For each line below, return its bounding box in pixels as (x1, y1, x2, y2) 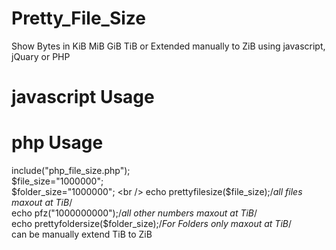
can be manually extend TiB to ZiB (11, 228, 153, 241)
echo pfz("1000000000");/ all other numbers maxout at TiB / (11, 207, 258, 219)
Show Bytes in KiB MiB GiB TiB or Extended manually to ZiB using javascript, (11, 40, 326, 52)
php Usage (11, 132, 104, 154)
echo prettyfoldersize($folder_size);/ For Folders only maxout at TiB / (11, 218, 293, 230)
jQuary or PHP (11, 50, 71, 62)
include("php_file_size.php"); (11, 165, 131, 177)
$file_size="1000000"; (11, 175, 104, 187)
